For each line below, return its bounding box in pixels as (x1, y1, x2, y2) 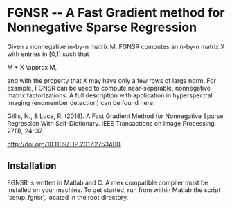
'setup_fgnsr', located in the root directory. (7, 193, 129, 201)
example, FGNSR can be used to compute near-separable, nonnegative (7, 84, 211, 92)
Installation (7, 160, 57, 172)
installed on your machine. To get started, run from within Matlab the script (7, 185, 221, 194)
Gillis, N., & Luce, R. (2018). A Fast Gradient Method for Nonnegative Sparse (7, 112, 224, 120)
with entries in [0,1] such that (7, 50, 89, 58)
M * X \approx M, (7, 63, 57, 71)
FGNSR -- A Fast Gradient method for (7, 5, 225, 21)
